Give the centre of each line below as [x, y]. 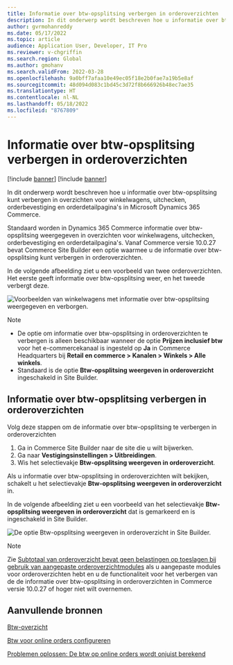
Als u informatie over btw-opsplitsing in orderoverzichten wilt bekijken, [108, 475]
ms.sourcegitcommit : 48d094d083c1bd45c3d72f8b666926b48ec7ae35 [101, 85]
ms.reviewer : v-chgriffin [44, 53]
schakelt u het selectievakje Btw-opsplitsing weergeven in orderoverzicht [114, 483]
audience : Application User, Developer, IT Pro [77, 46]
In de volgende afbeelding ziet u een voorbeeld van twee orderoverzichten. [115, 271]
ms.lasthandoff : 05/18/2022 [48, 104]
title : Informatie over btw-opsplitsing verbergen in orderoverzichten [113, 14]
